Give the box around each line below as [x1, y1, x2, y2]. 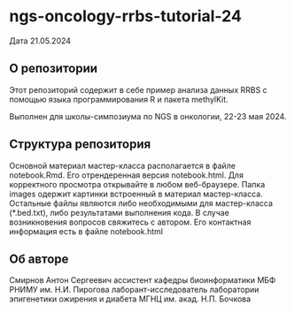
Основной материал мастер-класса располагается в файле [9, 160, 236, 171]
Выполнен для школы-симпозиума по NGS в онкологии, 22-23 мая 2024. [9, 111, 287, 121]
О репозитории [9, 61, 98, 76]
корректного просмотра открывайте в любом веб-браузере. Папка [9, 179, 266, 189]
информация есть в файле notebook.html [9, 225, 164, 236]
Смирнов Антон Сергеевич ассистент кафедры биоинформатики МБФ [9, 275, 276, 286]
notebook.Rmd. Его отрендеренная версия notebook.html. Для [9, 170, 244, 180]
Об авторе [9, 251, 69, 266]
